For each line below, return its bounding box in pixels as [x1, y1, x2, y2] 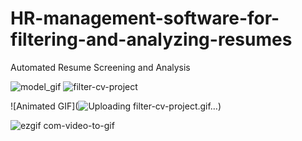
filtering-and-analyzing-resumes [10, 28, 293, 51]
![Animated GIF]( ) [10, 100, 222, 112]
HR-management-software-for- [10, 7, 280, 30]
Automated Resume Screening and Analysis [10, 61, 191, 73]
